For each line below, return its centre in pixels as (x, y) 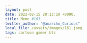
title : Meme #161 (23, 19)
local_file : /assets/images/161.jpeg (44, 28)
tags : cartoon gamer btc (30, 33)
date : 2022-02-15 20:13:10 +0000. (41, 14)
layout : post (18, 10)
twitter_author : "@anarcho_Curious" (43, 23)
